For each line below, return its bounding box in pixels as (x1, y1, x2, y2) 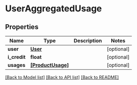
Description (73, 38, 102, 44)
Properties (5, 23, 39, 31)
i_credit (7, 54, 26, 60)
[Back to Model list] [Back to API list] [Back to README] (5, 75, 119, 80)
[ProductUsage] (30, 62, 69, 68)
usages (7, 62, 26, 68)
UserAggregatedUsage (5, 3, 102, 14)
